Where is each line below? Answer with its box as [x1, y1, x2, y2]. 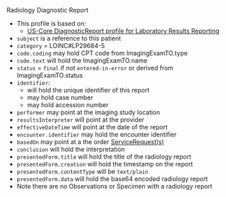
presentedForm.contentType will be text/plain [16, 167, 149, 175]
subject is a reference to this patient [16, 34, 121, 42]
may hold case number [27, 93, 93, 102]
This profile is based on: [16, 19, 86, 27]
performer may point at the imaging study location [16, 108, 160, 116]
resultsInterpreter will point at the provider [16, 116, 144, 124]
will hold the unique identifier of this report [27, 86, 150, 94]
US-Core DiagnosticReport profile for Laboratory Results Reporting [27, 27, 220, 35]
